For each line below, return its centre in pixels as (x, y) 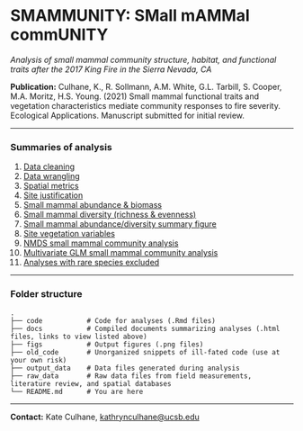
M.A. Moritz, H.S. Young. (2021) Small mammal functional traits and (135, 96)
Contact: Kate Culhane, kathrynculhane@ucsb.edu (105, 417)
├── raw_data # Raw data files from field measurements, (131, 376)
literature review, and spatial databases (91, 383)
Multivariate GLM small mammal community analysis (120, 253)
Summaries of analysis (62, 147)
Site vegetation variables (69, 234)
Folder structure (46, 294)
